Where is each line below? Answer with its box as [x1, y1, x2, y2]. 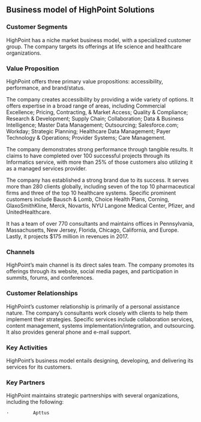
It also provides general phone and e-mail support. [6, 328, 132, 336]
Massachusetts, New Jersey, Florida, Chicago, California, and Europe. [6, 226, 179, 234]
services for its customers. [6, 363, 72, 370]
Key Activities [6, 343, 48, 352]
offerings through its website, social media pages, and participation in [6, 268, 179, 275]
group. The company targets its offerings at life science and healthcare [6, 43, 182, 50]
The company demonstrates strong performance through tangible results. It [6, 145, 193, 152]
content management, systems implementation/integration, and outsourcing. [6, 322, 196, 329]
